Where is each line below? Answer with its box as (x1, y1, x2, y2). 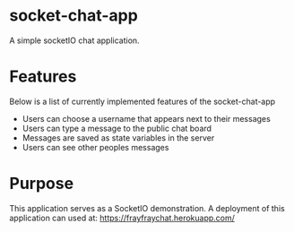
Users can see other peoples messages (22, 142, 169, 152)
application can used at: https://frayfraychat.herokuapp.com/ (9, 212, 236, 223)
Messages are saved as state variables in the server (22, 132, 215, 143)
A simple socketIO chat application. (9, 35, 141, 46)
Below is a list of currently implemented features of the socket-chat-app (9, 96, 276, 107)
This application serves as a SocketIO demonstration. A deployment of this (9, 202, 285, 213)
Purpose (9, 174, 74, 193)
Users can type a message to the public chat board (22, 123, 212, 133)
